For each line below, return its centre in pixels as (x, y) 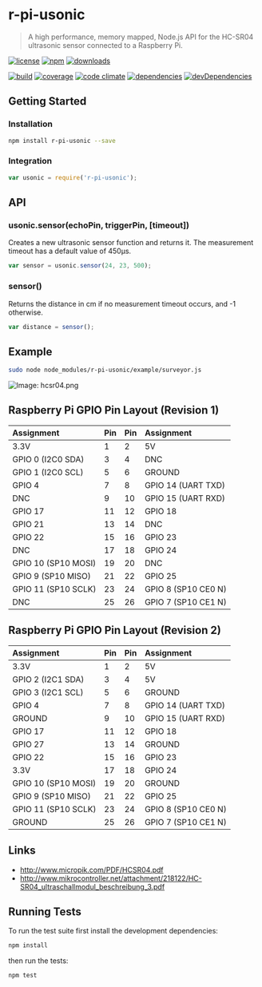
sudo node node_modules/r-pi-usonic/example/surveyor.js (105, 370)
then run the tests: (38, 961)
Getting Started (48, 101)
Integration (30, 161)
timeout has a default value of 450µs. (70, 251)
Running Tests (45, 912)
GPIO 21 (28, 524)
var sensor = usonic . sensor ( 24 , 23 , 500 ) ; (80, 266)
